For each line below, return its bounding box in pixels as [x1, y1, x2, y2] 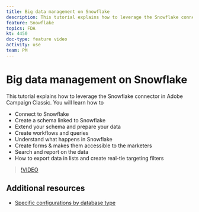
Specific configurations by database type [14, 199, 116, 206]
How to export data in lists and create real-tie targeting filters [14, 154, 164, 162]
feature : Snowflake [6, 20, 54, 26]
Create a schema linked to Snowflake [14, 116, 106, 124]
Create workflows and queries [14, 129, 89, 137]
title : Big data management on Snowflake [6, 8, 110, 15]
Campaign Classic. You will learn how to [6, 99, 104, 106]
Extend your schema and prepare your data [14, 123, 121, 130]
